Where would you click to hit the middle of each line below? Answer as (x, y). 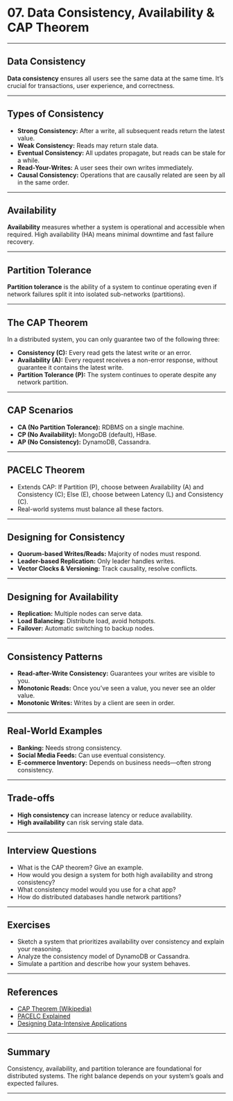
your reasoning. (40, 949)
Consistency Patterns (55, 657)
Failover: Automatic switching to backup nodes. (86, 628)
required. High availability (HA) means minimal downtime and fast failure (110, 234)
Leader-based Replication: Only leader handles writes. (96, 561)
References (33, 992)
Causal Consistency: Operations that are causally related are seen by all (121, 175)
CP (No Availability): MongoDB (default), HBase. (87, 434)
